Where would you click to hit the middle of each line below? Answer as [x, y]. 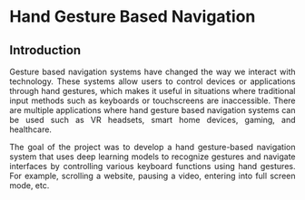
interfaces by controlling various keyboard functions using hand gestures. [152, 166]
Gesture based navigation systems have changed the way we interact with [152, 71]
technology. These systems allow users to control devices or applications [152, 81]
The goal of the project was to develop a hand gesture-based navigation [152, 147]
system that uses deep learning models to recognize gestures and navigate [152, 157]
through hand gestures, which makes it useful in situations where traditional [152, 91]
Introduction [45, 50]
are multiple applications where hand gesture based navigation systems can [152, 110]
